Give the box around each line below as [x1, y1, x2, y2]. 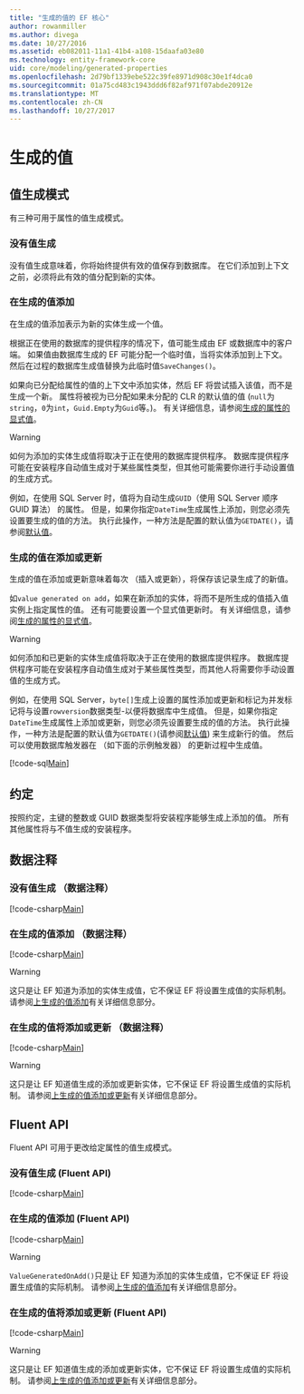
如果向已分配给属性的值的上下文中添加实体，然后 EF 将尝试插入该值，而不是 [9, 379, 293, 390]
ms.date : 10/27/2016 [9, 38, 88, 48]
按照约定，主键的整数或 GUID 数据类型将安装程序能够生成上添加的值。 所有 [9, 812, 290, 823]
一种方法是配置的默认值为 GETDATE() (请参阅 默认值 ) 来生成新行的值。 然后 [24, 728, 294, 739]
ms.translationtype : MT [9, 89, 100, 98]
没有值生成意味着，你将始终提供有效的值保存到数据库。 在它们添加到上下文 [9, 259, 290, 270]
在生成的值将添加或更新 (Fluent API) [9, 1306, 167, 1319]
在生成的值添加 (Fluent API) [9, 1213, 130, 1225]
